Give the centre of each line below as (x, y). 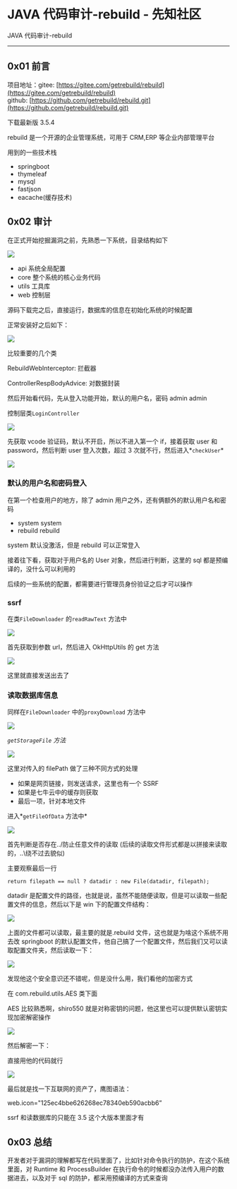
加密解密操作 (32, 1017)
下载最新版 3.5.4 (31, 122)
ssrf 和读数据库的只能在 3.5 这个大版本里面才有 (76, 1118)
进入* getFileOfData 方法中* (48, 816)
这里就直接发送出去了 (38, 676)
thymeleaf (32, 174)
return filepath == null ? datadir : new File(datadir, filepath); (109, 882)
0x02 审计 (30, 222)
